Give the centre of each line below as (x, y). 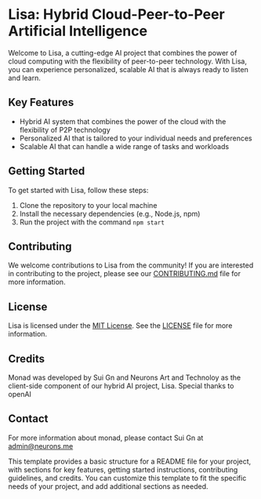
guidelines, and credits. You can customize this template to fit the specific (127, 478)
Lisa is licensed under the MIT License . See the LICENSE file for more (120, 326)
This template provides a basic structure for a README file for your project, (130, 461)
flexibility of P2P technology (65, 129)
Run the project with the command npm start (92, 222)
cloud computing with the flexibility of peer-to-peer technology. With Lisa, (127, 61)
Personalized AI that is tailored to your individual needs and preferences (136, 138)
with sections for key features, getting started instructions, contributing (123, 469)
